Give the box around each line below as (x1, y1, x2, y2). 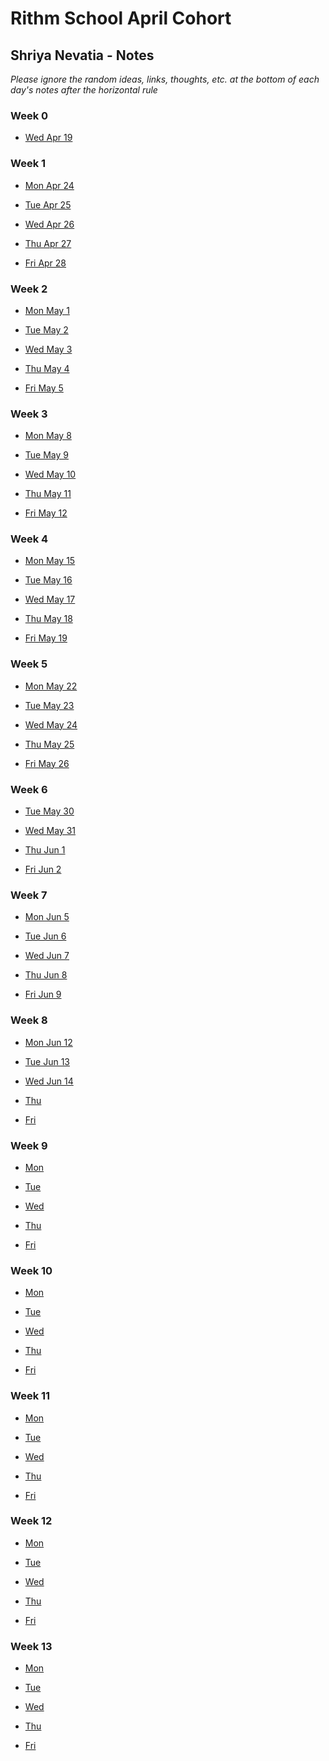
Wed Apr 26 (24, 218, 75, 230)
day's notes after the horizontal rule (10, 84, 158, 96)
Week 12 (10, 1514, 53, 1528)
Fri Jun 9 (24, 988, 62, 1001)
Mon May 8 (24, 430, 72, 442)
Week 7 (10, 888, 48, 902)
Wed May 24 (24, 718, 78, 731)
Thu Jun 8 (24, 969, 68, 981)
